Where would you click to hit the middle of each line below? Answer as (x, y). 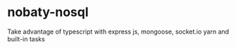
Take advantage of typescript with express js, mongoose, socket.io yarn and (118, 31)
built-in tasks (26, 38)
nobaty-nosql (48, 12)
